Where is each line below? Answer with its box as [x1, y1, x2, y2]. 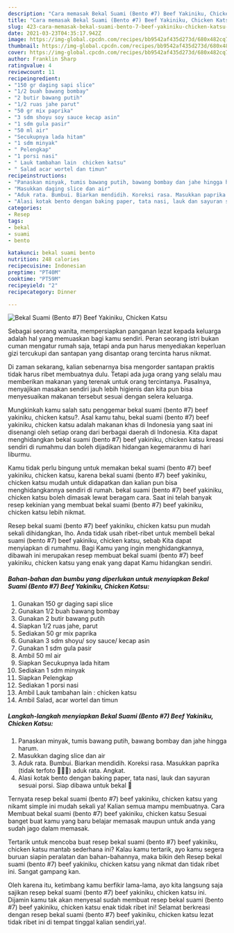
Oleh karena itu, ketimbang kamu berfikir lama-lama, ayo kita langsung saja [8, 881, 224, 889]
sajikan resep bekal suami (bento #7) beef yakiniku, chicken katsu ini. [8, 888, 207, 897]
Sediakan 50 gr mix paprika [17, 629, 97, 638]
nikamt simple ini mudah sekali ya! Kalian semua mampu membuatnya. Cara [8, 802, 225, 810]
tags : [8, 217, 24, 224]
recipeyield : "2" [8, 282, 58, 289]
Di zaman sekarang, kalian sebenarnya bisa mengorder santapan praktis [8, 363, 215, 371]
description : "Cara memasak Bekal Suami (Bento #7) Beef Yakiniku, [8, 10, 208, 17]
